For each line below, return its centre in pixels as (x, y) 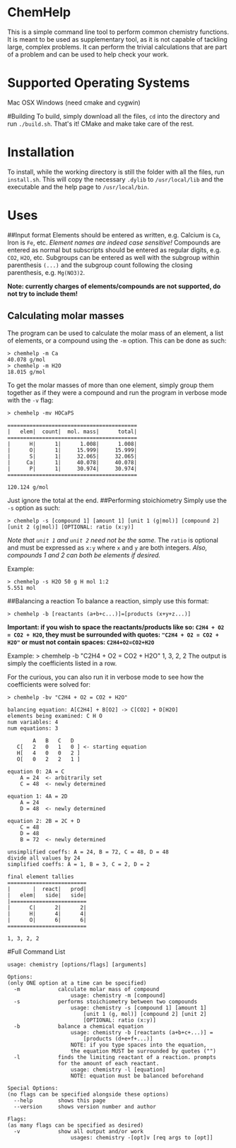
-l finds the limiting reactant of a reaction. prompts (115, 1057)
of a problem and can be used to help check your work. (88, 54)
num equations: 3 (33, 728)
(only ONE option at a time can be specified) (77, 983)
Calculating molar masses (66, 316)
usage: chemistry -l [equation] (118, 1070)
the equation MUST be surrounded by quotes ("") (143, 1051)
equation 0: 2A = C (36, 771)
